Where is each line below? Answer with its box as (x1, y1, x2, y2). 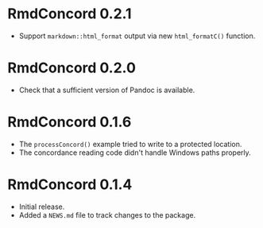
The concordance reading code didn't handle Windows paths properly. (18, 148, 251, 157)
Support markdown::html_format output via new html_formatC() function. (18, 31, 256, 41)
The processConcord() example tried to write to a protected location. (18, 139, 242, 149)
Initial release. (18, 202, 65, 211)
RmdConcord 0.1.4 (7, 176, 133, 193)
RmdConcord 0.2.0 (7, 59, 137, 77)
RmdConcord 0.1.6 (7, 113, 132, 131)
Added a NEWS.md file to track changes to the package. (18, 210, 196, 219)
